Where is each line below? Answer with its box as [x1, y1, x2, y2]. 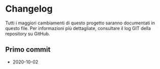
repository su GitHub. [5, 30, 50, 37]
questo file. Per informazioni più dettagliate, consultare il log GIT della [5, 25, 151, 31]
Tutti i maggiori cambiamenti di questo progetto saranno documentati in [5, 20, 155, 26]
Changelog [5, 3, 53, 15]
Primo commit [5, 45, 51, 54]
